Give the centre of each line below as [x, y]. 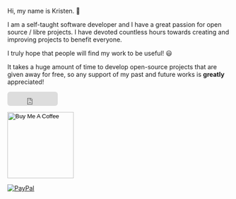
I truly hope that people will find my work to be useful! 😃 [90, 54]
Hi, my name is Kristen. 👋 [44, 11]
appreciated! [26, 82]
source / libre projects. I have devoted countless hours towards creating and [118, 32]
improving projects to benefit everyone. [65, 40]
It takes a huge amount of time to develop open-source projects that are [112, 67]
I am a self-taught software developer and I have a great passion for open [114, 25]
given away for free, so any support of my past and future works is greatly [116, 75]
